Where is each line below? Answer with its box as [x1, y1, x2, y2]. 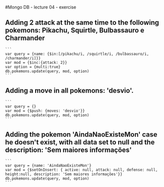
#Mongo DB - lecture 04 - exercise [5, 4, 77, 10]
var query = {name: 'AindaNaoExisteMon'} [5, 163, 92, 168]
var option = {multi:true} [5, 64, 61, 69]
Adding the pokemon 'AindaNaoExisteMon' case [5, 131, 158, 139]
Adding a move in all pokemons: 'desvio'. [5, 87, 134, 95]
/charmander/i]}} [5, 55, 41, 61]
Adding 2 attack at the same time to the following [5, 18, 160, 27]
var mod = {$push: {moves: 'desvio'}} [5, 108, 85, 113]
